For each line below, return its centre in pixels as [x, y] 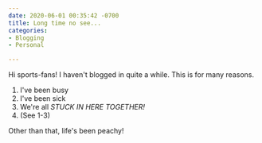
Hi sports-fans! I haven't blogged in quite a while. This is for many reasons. [131, 75]
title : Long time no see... [55, 23]
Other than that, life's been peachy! [66, 131]
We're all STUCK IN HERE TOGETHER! [82, 107]
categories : [28, 30]
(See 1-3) [35, 115]
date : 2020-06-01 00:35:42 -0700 [64, 15]
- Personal [26, 45]
